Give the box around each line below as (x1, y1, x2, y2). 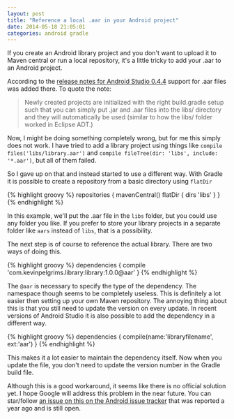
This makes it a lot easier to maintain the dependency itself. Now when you (7, 353, 222, 362)
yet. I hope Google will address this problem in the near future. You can (7, 389, 212, 398)
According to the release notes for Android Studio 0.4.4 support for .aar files (7, 78, 226, 86)
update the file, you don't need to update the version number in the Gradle (7, 361, 221, 369)
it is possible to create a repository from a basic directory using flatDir (7, 177, 212, 186)
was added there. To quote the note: (7, 84, 111, 93)
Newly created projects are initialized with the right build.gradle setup (24, 98, 224, 107)
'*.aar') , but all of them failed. (7, 156, 97, 165)
